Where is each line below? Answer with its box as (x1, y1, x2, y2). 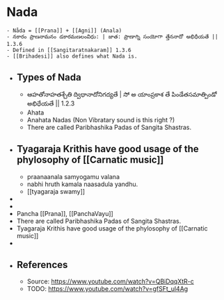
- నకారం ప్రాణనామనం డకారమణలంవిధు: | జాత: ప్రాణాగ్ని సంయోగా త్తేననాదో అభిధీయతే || (6, 33, 218, 40)
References (16, 258, 68, 271)
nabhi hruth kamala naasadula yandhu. (26, 180, 138, 188)
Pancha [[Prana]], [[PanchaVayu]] (16, 209, 114, 217)
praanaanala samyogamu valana (26, 172, 120, 181)
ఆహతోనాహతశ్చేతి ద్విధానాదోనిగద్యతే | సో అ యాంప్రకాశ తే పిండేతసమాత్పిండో (26, 90, 217, 98)
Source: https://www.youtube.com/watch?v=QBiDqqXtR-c (26, 277, 194, 285)
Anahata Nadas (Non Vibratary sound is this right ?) (26, 115, 175, 124)
